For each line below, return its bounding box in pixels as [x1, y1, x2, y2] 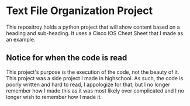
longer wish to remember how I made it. [6, 93, 102, 100]
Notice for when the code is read [6, 53, 127, 63]
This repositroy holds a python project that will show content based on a [6, 23, 180, 30]
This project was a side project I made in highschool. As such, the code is [6, 74, 184, 81]
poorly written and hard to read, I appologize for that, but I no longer [6, 81, 171, 88]
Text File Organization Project [6, 4, 153, 18]
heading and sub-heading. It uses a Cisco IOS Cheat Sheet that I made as [6, 29, 184, 36]
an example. [6, 36, 36, 43]
